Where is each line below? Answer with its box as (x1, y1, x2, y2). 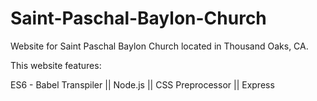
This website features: (10, 59, 102, 71)
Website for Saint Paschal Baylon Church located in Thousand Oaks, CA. (10, 40, 309, 52)
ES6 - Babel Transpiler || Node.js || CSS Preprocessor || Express (10, 78, 275, 91)
